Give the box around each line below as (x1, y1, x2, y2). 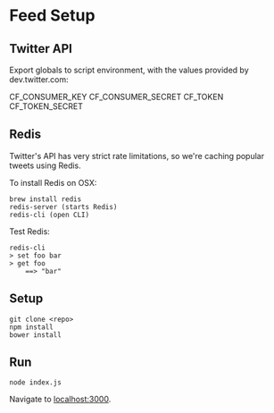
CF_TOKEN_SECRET (9, 101, 83, 112)
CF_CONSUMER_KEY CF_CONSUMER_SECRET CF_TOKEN (9, 91, 224, 102)
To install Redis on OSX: (9, 177, 97, 188)
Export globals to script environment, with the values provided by (9, 64, 250, 75)
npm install (9, 323, 54, 332)
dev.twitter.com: (9, 74, 69, 85)
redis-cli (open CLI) (9, 210, 90, 219)
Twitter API (9, 41, 73, 56)
